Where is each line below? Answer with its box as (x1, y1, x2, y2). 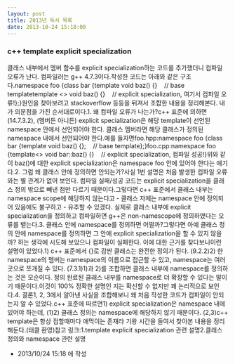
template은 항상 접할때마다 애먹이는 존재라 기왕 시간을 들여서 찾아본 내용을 (7, 317, 213, 325)
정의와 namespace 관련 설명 (7, 334, 86, 343)
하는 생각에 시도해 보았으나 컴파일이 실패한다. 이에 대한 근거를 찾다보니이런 (17, 238, 222, 246)
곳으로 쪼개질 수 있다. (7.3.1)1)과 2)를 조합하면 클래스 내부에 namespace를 (7, 264, 210, 273)
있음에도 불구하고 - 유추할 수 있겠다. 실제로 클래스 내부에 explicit (14, 202, 192, 211)
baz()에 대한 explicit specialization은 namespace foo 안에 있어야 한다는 (14, 159, 215, 167)
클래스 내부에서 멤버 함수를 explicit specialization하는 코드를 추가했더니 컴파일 (7, 63, 223, 72)
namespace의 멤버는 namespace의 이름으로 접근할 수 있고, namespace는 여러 (7, 255, 226, 264)
